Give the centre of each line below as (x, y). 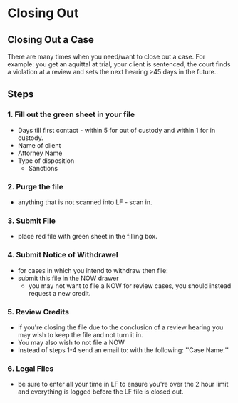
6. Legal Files (31, 368)
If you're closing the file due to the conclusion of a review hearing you (120, 327)
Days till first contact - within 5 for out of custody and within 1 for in (117, 130)
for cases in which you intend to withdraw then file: (93, 270)
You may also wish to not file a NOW (71, 342)
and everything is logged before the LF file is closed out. (100, 392)
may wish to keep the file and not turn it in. (80, 334)
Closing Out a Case (51, 40)
